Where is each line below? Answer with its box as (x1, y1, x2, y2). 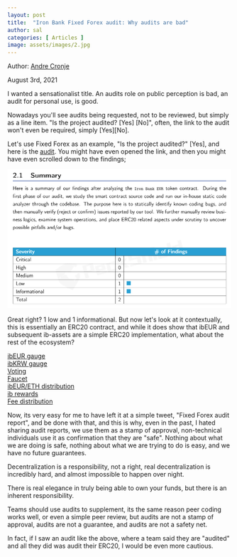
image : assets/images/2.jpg (7, 41, 91, 49)
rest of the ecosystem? (7, 338, 75, 346)
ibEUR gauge (7, 352, 46, 361)
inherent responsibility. (7, 492, 75, 500)
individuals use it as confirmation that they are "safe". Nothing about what (7, 434, 224, 442)
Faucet (7, 374, 28, 383)
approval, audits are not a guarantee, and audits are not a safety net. (7, 520, 208, 529)
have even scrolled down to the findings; (7, 155, 126, 164)
